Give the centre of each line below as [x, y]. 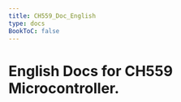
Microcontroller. [64, 88]
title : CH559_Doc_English [52, 16]
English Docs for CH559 [90, 71]
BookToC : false [34, 31]
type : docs [27, 23]
